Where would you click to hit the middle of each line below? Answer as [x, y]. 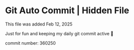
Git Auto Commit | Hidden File [67, 11]
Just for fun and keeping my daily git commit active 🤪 [59, 33]
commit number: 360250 [30, 43]
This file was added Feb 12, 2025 [39, 24]
